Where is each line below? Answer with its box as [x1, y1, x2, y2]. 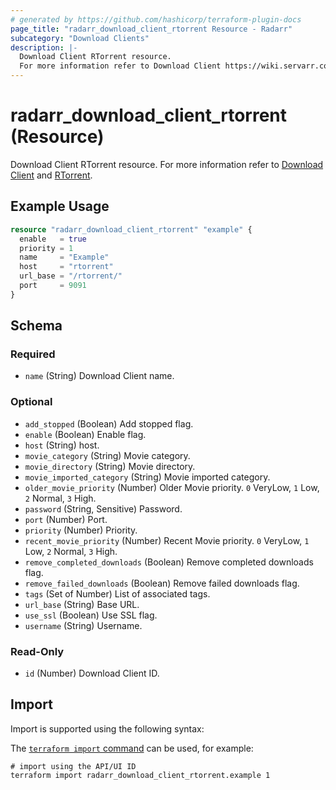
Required [10, 347, 56, 361]
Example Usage [10, 198, 110, 215]
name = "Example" [19, 252, 110, 263]
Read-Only [10, 644, 65, 658]
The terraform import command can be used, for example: [10, 742, 254, 754]
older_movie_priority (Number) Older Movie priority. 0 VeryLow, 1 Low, [24, 481, 320, 493]
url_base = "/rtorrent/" [19, 271, 123, 281]
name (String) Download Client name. [24, 370, 175, 382]
